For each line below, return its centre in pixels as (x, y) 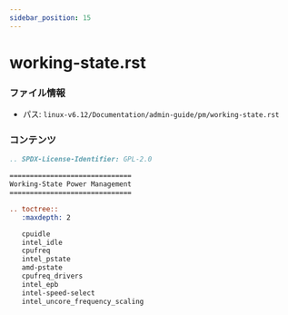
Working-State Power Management (70, 184)
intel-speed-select (58, 293)
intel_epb (40, 284)
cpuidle (36, 234)
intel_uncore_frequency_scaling (83, 301)
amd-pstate (42, 268)
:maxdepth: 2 (46, 217)
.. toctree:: (34, 209)
